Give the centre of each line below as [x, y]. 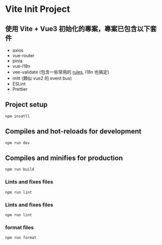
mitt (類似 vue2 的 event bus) [42, 78]
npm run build [20, 169]
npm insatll [17, 116]
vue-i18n [21, 66]
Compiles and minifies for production [64, 158]
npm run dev [17, 143]
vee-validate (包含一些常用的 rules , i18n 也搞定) [61, 72]
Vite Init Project [38, 9]
